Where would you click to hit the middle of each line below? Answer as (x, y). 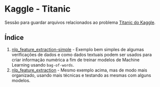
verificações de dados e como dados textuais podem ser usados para (81, 54)
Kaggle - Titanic (38, 9)
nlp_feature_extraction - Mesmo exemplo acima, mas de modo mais (79, 70)
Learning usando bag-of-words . (43, 65)
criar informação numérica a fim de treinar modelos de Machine (75, 60)
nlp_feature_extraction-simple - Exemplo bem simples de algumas (78, 49)
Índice (14, 38)
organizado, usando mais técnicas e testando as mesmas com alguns (81, 75)
